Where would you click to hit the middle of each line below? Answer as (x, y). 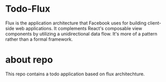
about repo (29, 60)
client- (154, 23)
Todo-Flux (28, 9)
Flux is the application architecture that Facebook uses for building (76, 23)
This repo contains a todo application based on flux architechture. (75, 74)
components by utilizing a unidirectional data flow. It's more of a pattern (81, 34)
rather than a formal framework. (39, 39)
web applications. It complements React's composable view (79, 28)
